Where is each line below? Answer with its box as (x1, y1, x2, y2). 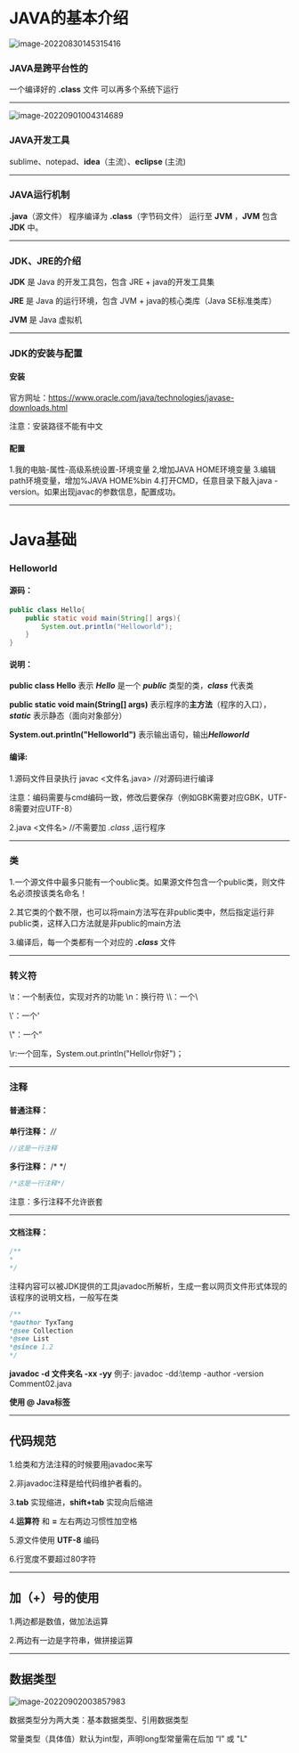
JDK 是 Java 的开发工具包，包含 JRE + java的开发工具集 (9, 277, 215, 288)
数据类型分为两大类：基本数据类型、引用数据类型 (9, 1714, 189, 1724)
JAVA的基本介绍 (9, 8, 129, 29)
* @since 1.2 (9, 1342, 53, 1352)
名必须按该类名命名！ (9, 887, 87, 898)
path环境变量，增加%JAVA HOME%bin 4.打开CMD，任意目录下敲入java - (9, 476, 279, 486)
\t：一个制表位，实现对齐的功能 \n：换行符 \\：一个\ (9, 991, 198, 1002)
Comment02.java (9, 1378, 73, 1390)
